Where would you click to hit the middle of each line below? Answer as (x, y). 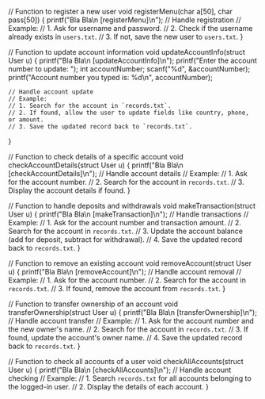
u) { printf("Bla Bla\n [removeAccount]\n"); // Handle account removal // (125, 272)
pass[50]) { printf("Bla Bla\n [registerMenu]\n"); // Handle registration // (125, 20)
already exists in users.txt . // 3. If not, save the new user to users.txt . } (126, 36)
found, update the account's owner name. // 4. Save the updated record (125, 338)
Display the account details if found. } (69, 190)
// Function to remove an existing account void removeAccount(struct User (130, 263)
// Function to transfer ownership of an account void (93, 304)
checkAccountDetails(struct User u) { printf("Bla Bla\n (96, 165)
